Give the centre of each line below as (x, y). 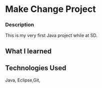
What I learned (28, 51)
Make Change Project (51, 9)
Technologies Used (36, 68)
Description (20, 25)
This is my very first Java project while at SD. (51, 35)
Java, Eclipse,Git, (23, 80)
